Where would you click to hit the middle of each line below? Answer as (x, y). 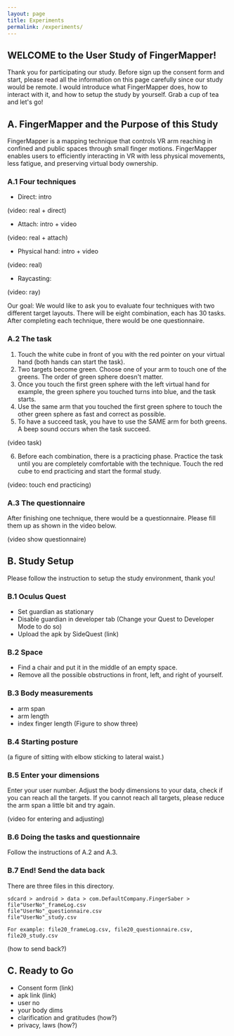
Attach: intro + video (47, 224)
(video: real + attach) (38, 238)
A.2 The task (30, 339)
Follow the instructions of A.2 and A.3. (63, 852)
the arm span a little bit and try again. (61, 806)
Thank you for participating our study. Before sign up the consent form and (116, 72)
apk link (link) (37, 995)
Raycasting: (34, 279)
